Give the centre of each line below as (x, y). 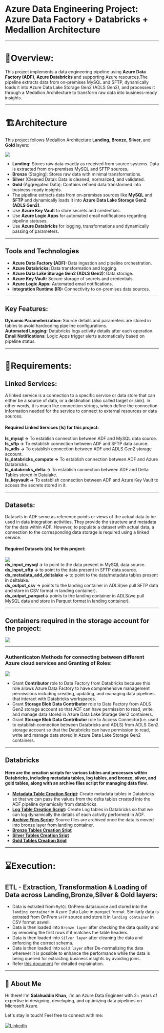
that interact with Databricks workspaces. (54, 699)
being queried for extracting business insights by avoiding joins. (76, 959)
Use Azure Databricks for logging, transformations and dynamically (81, 226)
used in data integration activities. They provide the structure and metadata (81, 522)
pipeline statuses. (30, 220)
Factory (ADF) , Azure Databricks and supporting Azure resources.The (76, 77)
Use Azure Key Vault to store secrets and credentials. (66, 210)
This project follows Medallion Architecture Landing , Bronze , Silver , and (78, 140)
